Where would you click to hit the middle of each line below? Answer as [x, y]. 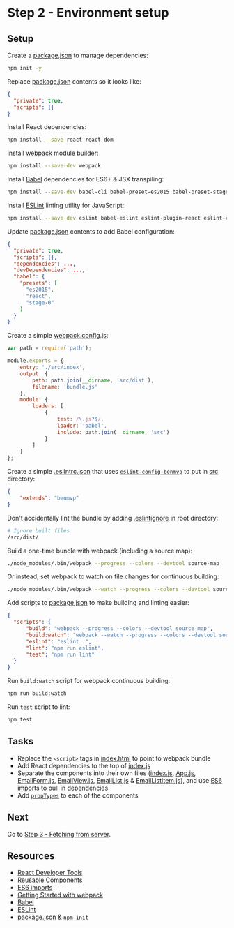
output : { [34, 374]
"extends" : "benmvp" [49, 498]
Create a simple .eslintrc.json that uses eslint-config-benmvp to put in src [113, 472]
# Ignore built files [39, 531]
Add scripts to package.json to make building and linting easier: [98, 603]
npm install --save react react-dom [60, 140]
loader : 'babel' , [82, 426]
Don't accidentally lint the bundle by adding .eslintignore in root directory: [113, 518]
